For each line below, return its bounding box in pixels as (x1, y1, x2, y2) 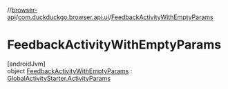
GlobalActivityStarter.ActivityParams (7, 74, 111, 82)
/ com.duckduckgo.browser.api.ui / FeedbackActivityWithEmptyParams (15, 13, 213, 21)
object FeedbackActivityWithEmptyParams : (7, 66, 133, 75)
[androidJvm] (7, 60, 46, 68)
